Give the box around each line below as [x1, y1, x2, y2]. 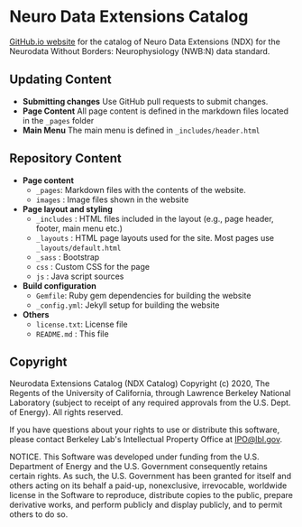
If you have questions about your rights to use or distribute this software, [9, 424, 280, 435]
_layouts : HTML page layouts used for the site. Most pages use [35, 232, 275, 243]
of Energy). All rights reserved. [9, 407, 124, 418]
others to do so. [9, 509, 69, 520]
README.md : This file [35, 328, 110, 339]
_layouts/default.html [35, 244, 122, 253]
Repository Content [9, 151, 122, 166]
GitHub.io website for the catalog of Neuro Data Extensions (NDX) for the [9, 36, 281, 47]
